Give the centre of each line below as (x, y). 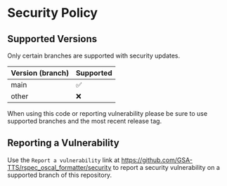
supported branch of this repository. (60, 175)
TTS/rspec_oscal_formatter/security (59, 167)
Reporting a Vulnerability (63, 143)
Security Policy (53, 13)
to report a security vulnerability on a (166, 167)
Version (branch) (40, 73)
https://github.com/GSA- (157, 160)
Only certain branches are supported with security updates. (94, 55)
